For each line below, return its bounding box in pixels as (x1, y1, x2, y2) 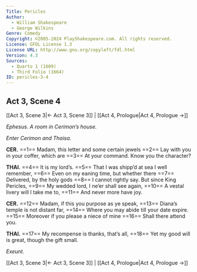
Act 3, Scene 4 (6, 96, 61, 106)
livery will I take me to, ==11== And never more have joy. (6, 188, 143, 195)
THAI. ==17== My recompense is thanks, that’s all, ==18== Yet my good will (6, 230, 191, 237)
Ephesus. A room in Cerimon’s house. (6, 123, 97, 130)
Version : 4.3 (6, 52, 38, 58)
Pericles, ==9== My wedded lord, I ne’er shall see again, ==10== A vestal (6, 182, 184, 189)
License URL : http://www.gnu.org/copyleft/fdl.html (6, 47, 135, 53)
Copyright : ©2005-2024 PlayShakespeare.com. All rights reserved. (6, 36, 172, 42)
